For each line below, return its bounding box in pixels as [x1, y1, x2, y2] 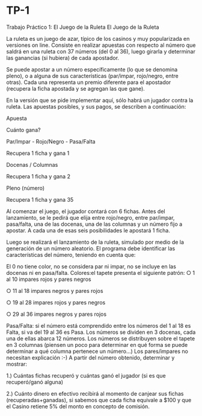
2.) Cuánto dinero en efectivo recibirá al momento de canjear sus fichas [6, 390, 184, 397]
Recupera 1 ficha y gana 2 [6, 172, 71, 180]
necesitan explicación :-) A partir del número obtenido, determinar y [6, 354, 175, 361]
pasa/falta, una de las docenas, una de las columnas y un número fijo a [6, 220, 183, 228]
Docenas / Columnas [6, 161, 58, 168]
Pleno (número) [6, 184, 45, 191]
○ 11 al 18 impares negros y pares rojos [6, 287, 103, 294]
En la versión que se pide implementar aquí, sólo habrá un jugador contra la [6, 97, 194, 104]
